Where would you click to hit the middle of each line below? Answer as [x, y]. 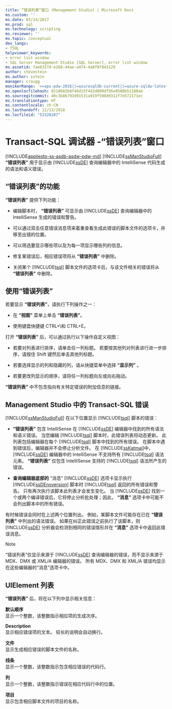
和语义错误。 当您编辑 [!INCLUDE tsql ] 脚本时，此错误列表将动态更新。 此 [89, 435]
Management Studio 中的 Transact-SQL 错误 [77, 404]
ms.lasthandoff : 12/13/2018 [35, 110]
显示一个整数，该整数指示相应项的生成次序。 [52, 616]
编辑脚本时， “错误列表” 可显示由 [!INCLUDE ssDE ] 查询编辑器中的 [82, 211]
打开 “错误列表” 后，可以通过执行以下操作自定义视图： [63, 337]
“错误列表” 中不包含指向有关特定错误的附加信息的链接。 [64, 387]
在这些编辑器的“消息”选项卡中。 [39, 568]
